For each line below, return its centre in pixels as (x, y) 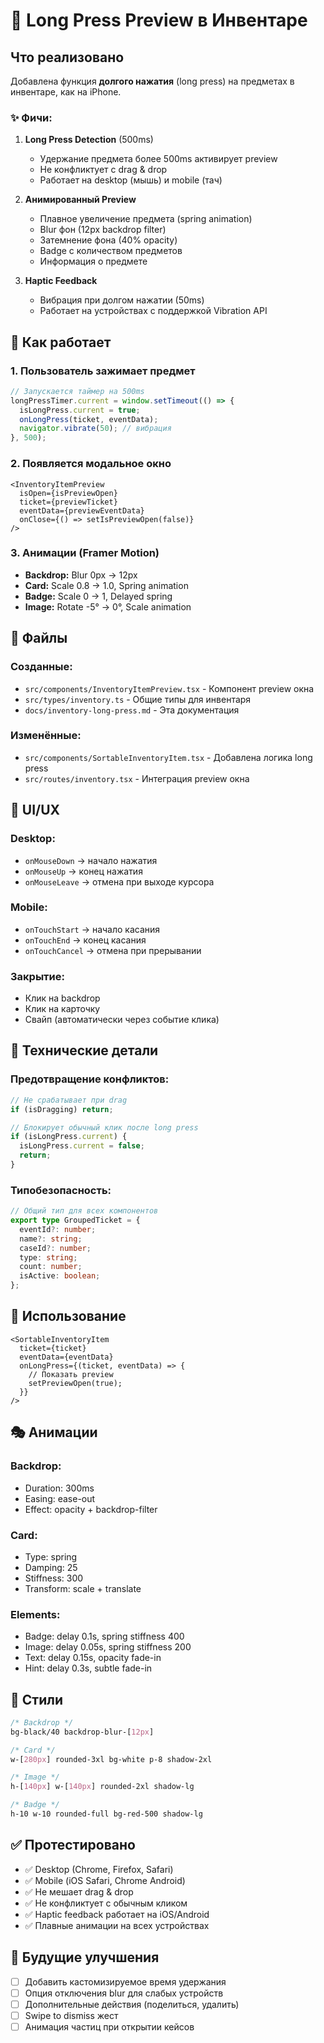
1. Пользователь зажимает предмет (103, 371)
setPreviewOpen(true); (75, 1383)
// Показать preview (71, 1374)
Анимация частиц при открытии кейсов (109, 2026)
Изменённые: (46, 736)
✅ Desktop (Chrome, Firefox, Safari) (99, 1869)
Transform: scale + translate (83, 1588)
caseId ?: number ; (55, 1248)
